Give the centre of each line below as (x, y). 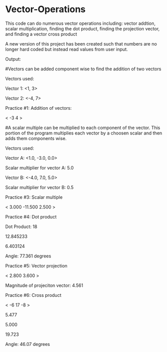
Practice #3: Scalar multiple (34, 197)
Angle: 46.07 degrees (28, 344)
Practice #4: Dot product (31, 216)
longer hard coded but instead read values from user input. (67, 49)
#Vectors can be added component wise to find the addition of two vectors (83, 69)
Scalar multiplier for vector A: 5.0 (40, 167)
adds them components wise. (36, 138)
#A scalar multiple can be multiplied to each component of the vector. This (83, 127)
